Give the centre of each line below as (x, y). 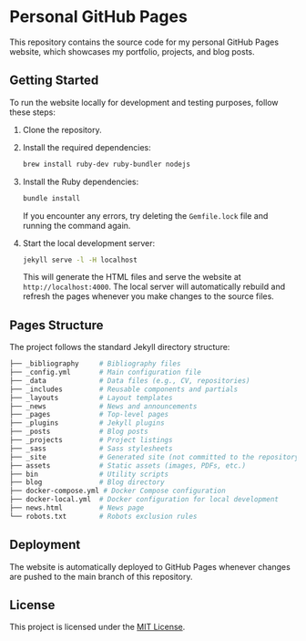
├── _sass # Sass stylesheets (91, 449)
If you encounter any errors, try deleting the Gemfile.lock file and (145, 215)
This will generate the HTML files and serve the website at (132, 277)
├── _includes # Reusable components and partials (124, 389)
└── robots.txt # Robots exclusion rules (103, 516)
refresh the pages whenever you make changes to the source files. (148, 296)
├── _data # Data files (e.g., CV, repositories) (130, 380)
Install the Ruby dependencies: (81, 181)
